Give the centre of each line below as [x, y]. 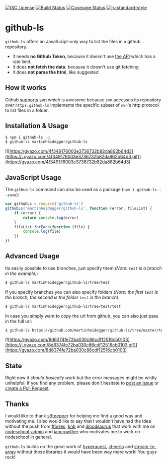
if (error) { [28, 213]
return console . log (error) [51, 218]
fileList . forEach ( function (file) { [52, 227]
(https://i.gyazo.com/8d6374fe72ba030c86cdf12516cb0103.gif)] [71, 345]
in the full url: [19, 321]
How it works [26, 88]
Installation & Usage [37, 126]
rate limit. [22, 62]
